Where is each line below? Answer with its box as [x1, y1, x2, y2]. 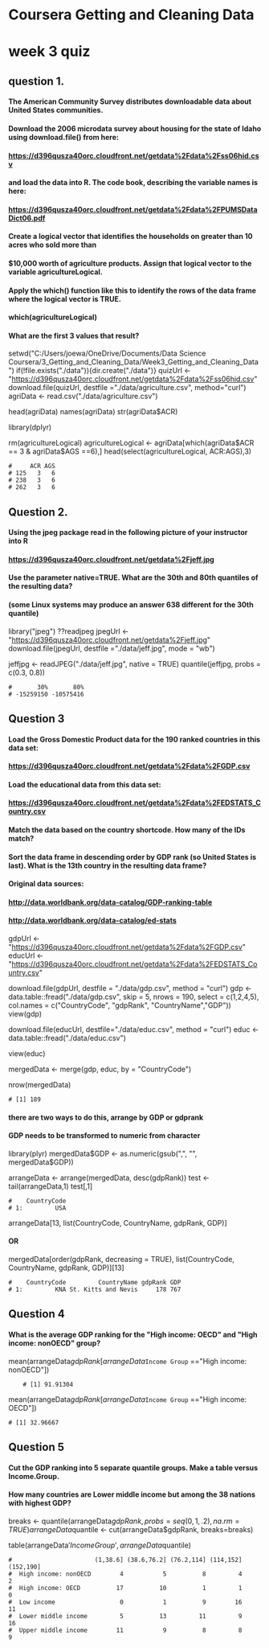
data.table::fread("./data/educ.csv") [8, 1034, 127, 1043]
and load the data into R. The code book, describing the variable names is [8, 178, 259, 187]
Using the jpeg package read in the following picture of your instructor [8, 528, 248, 537]
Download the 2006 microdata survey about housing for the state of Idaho [8, 123, 262, 134]
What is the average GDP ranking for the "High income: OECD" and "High [8, 1329, 258, 1340]
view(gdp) [8, 1009, 43, 1019]
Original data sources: [8, 879, 84, 889]
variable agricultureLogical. [8, 267, 103, 277]
